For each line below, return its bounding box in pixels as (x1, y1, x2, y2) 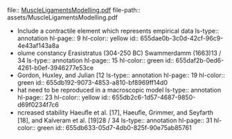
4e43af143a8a (17, 42, 60, 49)
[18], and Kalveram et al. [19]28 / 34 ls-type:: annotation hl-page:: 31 (17, 116, 213, 124)
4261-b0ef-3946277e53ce (17, 64, 94, 72)
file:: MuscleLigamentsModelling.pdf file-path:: (7, 6, 141, 14)
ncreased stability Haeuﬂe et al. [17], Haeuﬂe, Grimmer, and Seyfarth (17, 108, 213, 117)
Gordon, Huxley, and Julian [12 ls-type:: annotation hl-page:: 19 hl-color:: (17, 71, 225, 79)
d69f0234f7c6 (17, 101, 60, 108)
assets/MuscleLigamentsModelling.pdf (7, 13, 118, 22)
